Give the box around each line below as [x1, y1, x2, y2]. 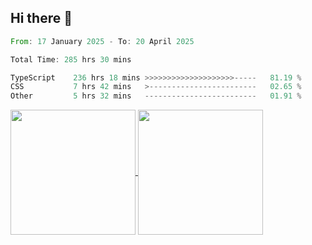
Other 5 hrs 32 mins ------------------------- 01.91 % [10, 91, 302, 101]
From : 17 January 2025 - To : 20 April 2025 [10, 36, 195, 46]
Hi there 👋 [10, 10, 73, 27]
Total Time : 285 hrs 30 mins [10, 54, 132, 65]
